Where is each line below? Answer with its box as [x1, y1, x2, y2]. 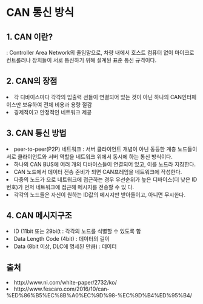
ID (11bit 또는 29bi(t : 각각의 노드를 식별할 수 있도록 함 [14, 227, 141, 235]
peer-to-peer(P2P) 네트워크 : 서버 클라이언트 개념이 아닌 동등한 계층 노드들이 [14, 145, 198, 153]
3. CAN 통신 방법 [6, 128, 67, 139]
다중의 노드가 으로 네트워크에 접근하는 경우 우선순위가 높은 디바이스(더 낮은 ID [14, 176, 198, 183]
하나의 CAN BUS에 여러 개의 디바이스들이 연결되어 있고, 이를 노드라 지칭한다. [14, 161, 196, 168]
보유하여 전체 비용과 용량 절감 [22, 101, 92, 108]
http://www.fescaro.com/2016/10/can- [14, 285, 110, 292]
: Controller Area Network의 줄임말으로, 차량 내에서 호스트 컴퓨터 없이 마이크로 [6, 49, 195, 56]
